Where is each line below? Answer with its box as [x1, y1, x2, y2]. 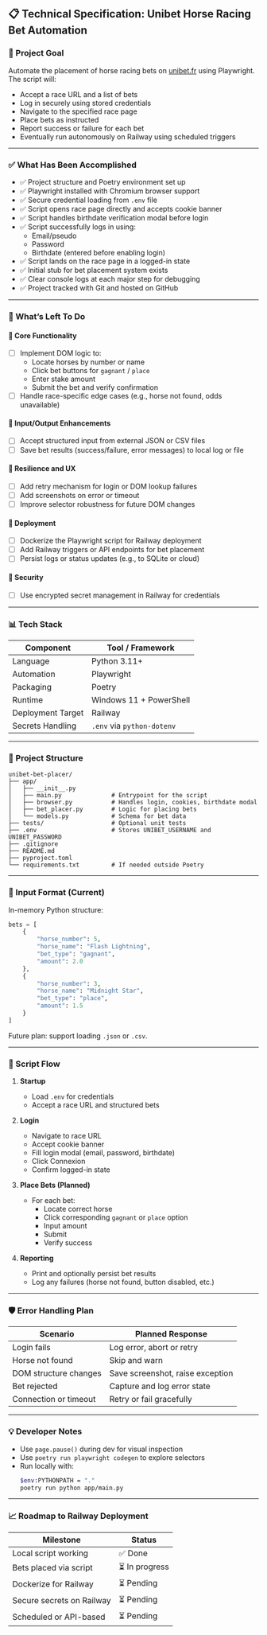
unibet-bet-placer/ [8, 771, 73, 779]
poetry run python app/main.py [19, 1484, 124, 1492]
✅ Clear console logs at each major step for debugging [19, 274, 200, 283]
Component [25, 642, 72, 653]
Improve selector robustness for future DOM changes [19, 499, 195, 508]
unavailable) [19, 400, 60, 410]
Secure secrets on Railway [12, 1595, 111, 1606]
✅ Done [118, 1547, 149, 1559]
